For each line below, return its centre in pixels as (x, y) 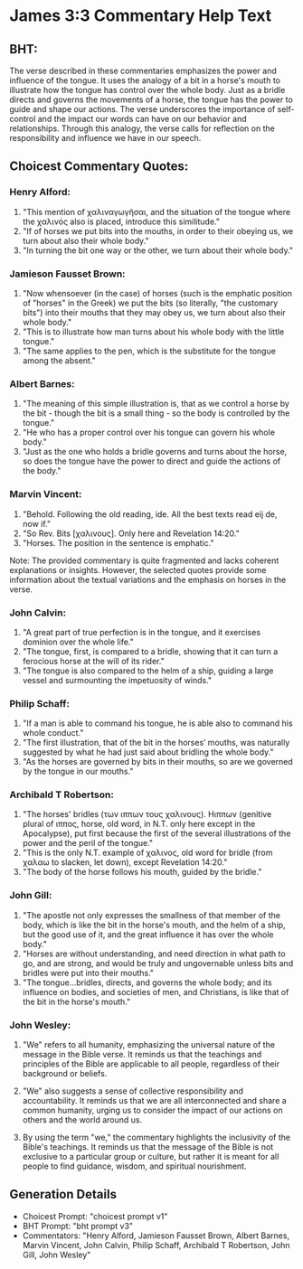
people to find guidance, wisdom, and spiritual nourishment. (134, 1166)
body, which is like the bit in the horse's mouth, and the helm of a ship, (154, 925)
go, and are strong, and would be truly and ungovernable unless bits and (158, 963)
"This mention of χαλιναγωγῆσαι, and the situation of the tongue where (156, 211)
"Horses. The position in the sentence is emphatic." (118, 542)
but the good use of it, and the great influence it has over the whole (148, 934)
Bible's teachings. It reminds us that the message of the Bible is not (148, 1147)
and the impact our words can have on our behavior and (142, 119)
